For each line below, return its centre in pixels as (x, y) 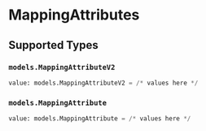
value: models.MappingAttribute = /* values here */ (100, 119)
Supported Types (54, 45)
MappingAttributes (74, 15)
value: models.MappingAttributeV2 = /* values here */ (103, 83)
